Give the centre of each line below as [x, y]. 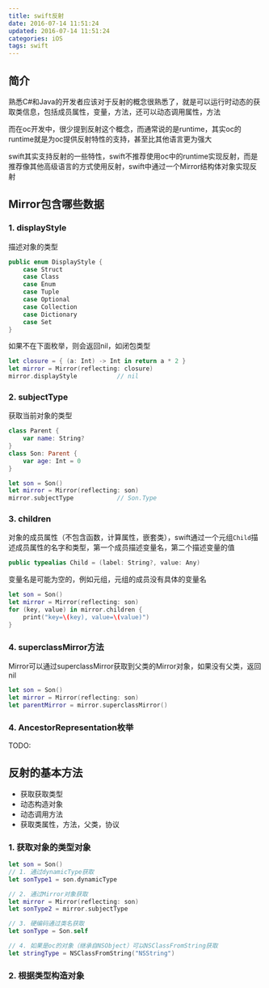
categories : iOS [36, 38]
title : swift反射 [36, 16]
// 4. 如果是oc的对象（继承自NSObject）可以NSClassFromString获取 [113, 946]
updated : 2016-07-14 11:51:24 [59, 31]
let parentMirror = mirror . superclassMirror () [88, 705]
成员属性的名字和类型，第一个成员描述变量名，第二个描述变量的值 [125, 547]
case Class [41, 277]
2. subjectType [38, 397]
